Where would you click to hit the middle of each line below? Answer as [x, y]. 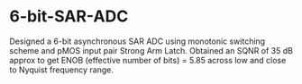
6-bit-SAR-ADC [69, 17]
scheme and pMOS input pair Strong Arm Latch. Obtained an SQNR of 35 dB [151, 50]
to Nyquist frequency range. [62, 70]
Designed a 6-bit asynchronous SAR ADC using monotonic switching [137, 41]
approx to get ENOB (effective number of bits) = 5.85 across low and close [148, 60]
